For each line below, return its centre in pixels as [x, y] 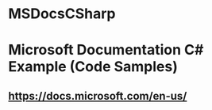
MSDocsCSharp [62, 14]
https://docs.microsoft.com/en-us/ [98, 96]
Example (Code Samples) [93, 67]
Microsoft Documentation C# [106, 50]
